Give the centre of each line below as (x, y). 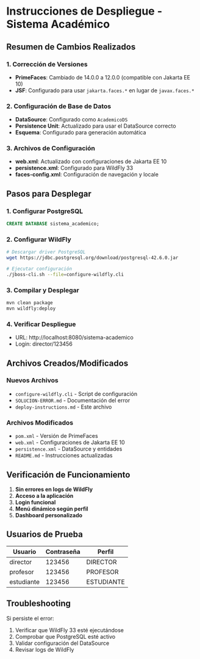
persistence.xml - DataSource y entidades (69, 449)
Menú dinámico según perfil (52, 509)
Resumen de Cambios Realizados (71, 47)
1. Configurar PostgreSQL (45, 211)
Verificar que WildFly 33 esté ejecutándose (69, 630)
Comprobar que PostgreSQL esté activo (65, 636)
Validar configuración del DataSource (62, 643)
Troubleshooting (39, 604)
